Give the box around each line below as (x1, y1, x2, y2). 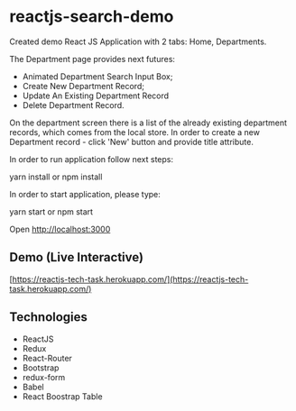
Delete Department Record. (22, 99, 125, 110)
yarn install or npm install (9, 171, 103, 182)
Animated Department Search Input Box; (22, 70, 173, 82)
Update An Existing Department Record (22, 90, 170, 101)
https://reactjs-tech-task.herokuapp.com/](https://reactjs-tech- (12, 273, 249, 285)
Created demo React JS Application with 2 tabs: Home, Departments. (9, 36, 267, 47)
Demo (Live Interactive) (9, 250, 144, 265)
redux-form (22, 371, 66, 382)
